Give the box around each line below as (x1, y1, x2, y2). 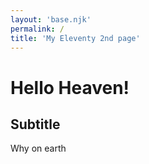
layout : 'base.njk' (10, 14, 92, 25)
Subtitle (10, 116, 61, 133)
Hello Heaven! (10, 76, 130, 99)
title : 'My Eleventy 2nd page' (10, 33, 141, 43)
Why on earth (10, 142, 67, 155)
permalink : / (10, 24, 65, 34)
